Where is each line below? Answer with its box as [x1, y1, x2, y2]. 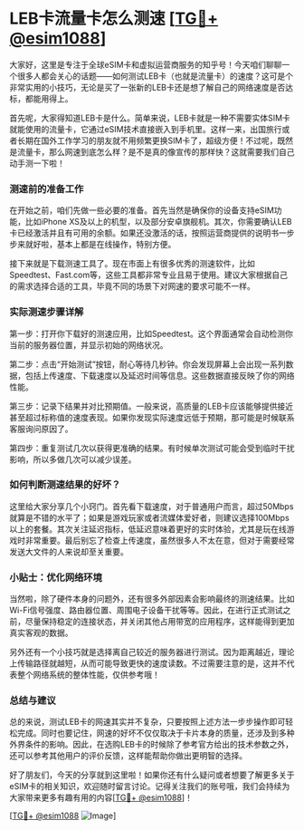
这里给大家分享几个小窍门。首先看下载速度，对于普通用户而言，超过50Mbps [9, 500, 294, 512]
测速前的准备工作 [9, 182, 84, 195]
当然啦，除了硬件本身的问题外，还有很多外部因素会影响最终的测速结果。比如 [9, 594, 295, 604]
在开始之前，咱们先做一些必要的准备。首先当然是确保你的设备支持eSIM [9, 205, 274, 216]
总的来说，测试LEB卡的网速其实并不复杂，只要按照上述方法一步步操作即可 [9, 717, 286, 728]
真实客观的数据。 [9, 627, 73, 639]
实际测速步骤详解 [9, 305, 84, 318]
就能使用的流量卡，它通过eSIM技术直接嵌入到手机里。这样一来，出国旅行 [9, 123, 282, 134]
